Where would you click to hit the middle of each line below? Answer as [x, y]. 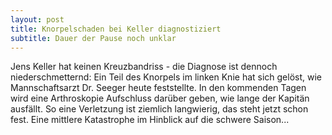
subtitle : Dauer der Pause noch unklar [93, 38]
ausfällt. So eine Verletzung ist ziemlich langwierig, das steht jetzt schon [159, 109]
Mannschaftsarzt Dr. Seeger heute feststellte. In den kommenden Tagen [158, 88]
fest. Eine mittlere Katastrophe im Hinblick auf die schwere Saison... [150, 120]
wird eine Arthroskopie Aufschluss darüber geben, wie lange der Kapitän [160, 98]
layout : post [37, 19]
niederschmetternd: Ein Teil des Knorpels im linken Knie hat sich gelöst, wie [166, 77]
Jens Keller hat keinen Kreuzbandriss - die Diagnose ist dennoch [144, 67]
